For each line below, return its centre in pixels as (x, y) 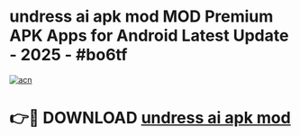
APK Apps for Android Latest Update (149, 36)
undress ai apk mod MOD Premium (141, 17)
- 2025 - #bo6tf (68, 55)
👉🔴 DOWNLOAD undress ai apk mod (150, 118)
